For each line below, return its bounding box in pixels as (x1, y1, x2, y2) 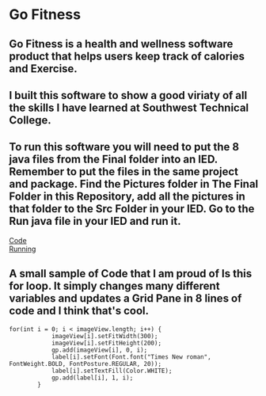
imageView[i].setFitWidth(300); (51, 332, 158, 340)
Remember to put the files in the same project (9, 165, 238, 179)
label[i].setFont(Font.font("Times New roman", (51, 352, 212, 361)
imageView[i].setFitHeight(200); (51, 339, 161, 347)
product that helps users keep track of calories (9, 49, 245, 63)
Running (9, 244, 36, 253)
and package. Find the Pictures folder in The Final (9, 177, 259, 191)
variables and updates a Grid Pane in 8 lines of (9, 291, 242, 306)
